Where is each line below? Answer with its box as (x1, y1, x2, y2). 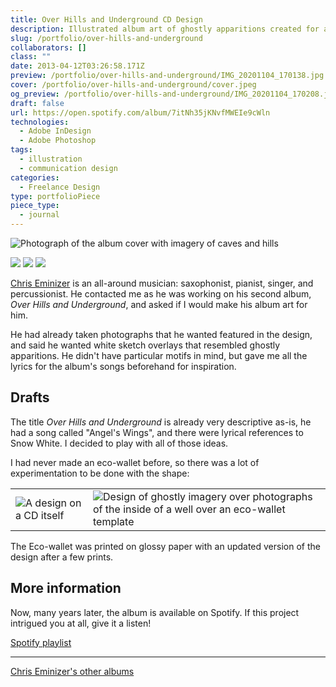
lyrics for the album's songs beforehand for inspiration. (10, 361, 237, 372)
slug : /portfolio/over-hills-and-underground (10, 33, 203, 43)
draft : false (10, 98, 65, 108)
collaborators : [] (10, 42, 87, 53)
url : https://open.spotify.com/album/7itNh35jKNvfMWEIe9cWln (10, 107, 271, 118)
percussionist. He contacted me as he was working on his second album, (10, 288, 312, 300)
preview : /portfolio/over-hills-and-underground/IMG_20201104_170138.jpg (10, 71, 325, 81)
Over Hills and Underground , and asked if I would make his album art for (10, 299, 308, 310)
